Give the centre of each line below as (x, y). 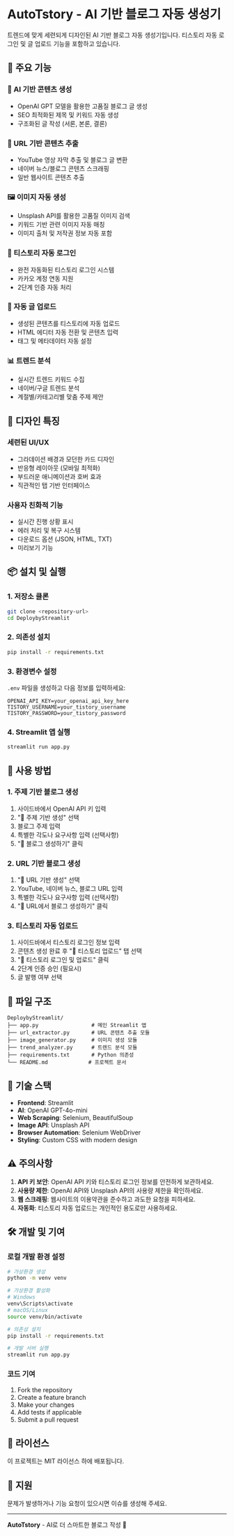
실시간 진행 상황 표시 (45, 522)
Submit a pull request (48, 1419)
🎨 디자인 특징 (34, 421)
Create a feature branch (52, 1397)
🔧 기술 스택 (30, 1085)
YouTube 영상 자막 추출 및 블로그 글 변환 (72, 160)
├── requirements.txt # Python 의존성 (71, 1055)
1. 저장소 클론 (28, 596)
